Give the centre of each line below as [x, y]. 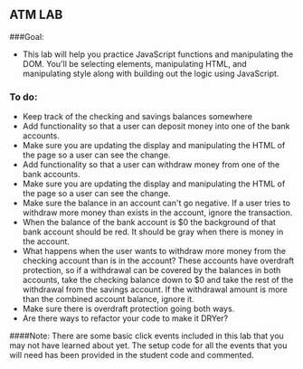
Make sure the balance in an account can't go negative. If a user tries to [156, 203]
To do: [24, 97]
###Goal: [27, 36]
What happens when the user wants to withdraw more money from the [154, 251]
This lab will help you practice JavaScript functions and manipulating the [158, 54]
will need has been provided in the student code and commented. [132, 355]
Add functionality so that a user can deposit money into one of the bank [156, 127]
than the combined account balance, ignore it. [108, 299]
